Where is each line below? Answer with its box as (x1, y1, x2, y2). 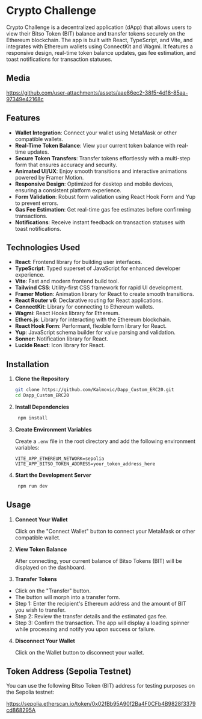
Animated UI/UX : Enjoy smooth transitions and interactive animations (14, 167, 188, 175)
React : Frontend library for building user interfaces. (14, 259, 142, 266)
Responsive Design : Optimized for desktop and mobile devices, (14, 180, 174, 187)
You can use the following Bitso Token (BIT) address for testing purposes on (6, 682, 195, 689)
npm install (17, 415, 48, 421)
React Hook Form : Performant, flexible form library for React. (14, 322, 167, 330)
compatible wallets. (14, 135, 64, 142)
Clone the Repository (14, 375, 69, 383)
